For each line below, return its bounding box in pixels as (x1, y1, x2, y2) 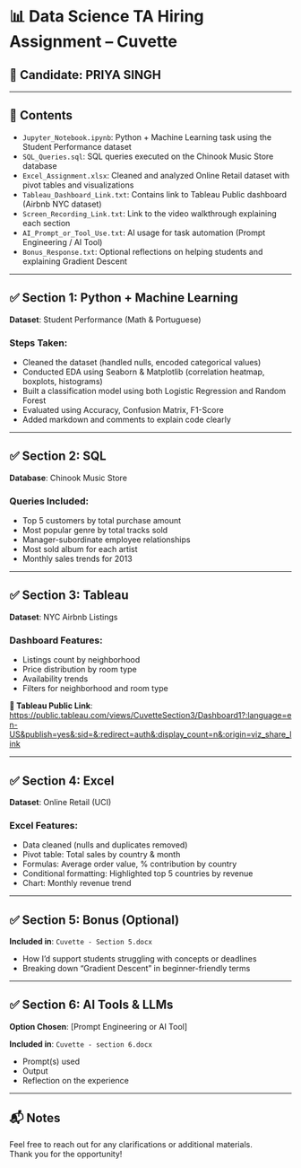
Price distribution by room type (21, 664, 137, 675)
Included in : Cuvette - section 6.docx (9, 1038, 153, 1049)
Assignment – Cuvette (9, 31, 177, 52)
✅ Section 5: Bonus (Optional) (9, 912, 180, 927)
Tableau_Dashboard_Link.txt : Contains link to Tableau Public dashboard (21, 189, 288, 199)
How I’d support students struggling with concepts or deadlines (21, 953, 257, 964)
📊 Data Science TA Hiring (9, 6, 204, 27)
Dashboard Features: (9, 634, 103, 646)
